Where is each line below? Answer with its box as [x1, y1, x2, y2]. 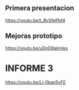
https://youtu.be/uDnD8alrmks [5, 45, 68, 51]
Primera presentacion [5, 4, 74, 12]
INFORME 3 [5, 62, 53, 74]
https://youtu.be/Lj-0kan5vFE [5, 79, 66, 85]
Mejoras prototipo [5, 32, 62, 40]
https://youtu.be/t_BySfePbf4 [5, 17, 65, 23]
